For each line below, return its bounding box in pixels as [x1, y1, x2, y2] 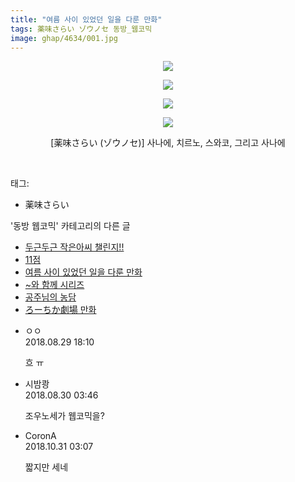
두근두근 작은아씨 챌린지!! [24, 241, 125, 253]
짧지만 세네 [24, 461, 69, 473]
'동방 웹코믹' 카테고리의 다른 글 [10, 220, 131, 232]
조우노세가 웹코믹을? [24, 410, 105, 422]
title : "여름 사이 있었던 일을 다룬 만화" [10, 14, 163, 25]
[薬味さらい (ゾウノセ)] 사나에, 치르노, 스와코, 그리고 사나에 [50, 137, 286, 149]
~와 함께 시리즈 [24, 279, 85, 291]
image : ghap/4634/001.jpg [10, 33, 118, 43]
